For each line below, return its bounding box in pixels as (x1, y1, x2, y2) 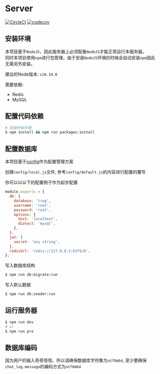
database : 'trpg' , (14, 198, 51, 203)
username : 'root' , (14, 203, 51, 208)
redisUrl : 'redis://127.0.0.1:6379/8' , (9, 249, 91, 253)
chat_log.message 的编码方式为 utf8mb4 (5, 364, 81, 370)
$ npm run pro (5, 329, 34, 334)
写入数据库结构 (5, 263, 35, 269)
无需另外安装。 (5, 61, 35, 67)
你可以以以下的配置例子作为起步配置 (5, 179, 78, 185)
